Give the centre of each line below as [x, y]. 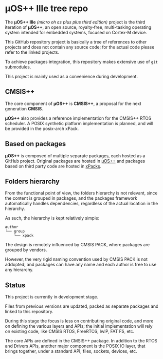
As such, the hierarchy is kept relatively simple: [52, 218]
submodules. [18, 67]
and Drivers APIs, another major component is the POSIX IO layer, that [75, 346]
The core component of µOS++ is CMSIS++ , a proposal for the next [73, 104]
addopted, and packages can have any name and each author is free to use [81, 265]
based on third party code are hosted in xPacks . [53, 166]
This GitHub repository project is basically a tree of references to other [76, 42]
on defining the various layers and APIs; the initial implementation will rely [79, 326]
